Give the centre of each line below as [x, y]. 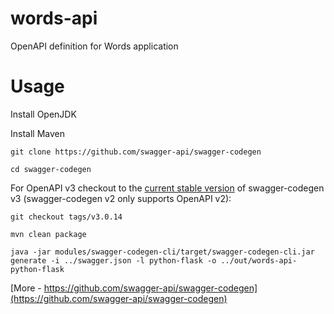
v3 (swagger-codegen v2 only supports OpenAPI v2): [121, 198]
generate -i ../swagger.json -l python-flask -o [113, 260]
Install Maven [37, 133]
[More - [26, 288]
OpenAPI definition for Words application [94, 46]
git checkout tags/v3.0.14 [66, 217]
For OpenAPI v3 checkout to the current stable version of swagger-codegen [167, 188]
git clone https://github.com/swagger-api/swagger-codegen [136, 152]
